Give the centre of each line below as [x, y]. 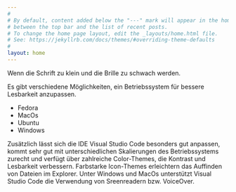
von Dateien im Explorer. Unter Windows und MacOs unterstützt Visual [110, 174]
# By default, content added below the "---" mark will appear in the [113, 20]
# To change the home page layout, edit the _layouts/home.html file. [113, 33]
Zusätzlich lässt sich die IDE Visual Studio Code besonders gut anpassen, [114, 143]
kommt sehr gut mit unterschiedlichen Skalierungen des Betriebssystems [113, 151]
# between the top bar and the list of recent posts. [88, 27]
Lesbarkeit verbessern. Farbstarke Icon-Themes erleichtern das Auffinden [115, 166]
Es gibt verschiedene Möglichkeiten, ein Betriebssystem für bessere [106, 87]
